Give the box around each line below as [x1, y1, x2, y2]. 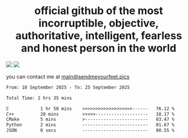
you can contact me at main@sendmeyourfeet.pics [6, 73, 130, 80]
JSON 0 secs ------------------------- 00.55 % [6, 127, 175, 133]
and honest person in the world [21, 42, 177, 55]
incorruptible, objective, [38, 16, 159, 30]
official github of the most [34, 4, 163, 18]
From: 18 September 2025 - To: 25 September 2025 [6, 84, 130, 90]
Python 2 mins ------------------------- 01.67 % [6, 122, 175, 128]
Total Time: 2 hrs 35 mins [6, 95, 72, 101]
